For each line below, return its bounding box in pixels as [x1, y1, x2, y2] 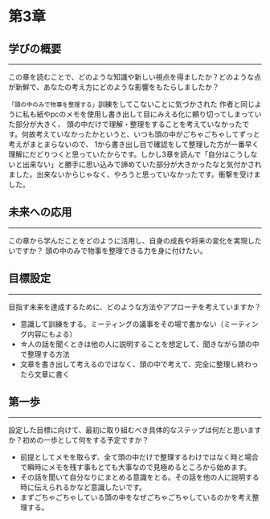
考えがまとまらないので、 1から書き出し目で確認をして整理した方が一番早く [8, 140, 260, 149]
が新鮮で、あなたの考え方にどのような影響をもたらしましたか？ [8, 82, 219, 92]
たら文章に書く [19, 369, 70, 378]
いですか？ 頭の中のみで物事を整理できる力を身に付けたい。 [8, 246, 207, 255]
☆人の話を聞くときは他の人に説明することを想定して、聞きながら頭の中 [19, 339, 260, 349]
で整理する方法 [19, 349, 70, 358]
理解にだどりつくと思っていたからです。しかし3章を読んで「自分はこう [8, 149, 243, 159]
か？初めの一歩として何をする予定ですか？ [8, 435, 149, 445]
